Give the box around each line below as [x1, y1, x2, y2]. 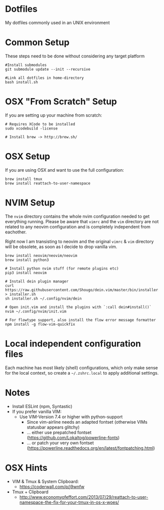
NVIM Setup [5, 197, 55, 208]
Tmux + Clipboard [12, 489, 49, 495]
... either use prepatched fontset [26, 429, 92, 435]
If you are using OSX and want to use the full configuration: [5, 167, 124, 173]
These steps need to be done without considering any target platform [5, 53, 145, 59]
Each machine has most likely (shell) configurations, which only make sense [5, 364, 158, 371]
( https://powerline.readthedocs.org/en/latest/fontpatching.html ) [26, 445, 155, 451]
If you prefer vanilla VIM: [12, 408, 62, 414]
